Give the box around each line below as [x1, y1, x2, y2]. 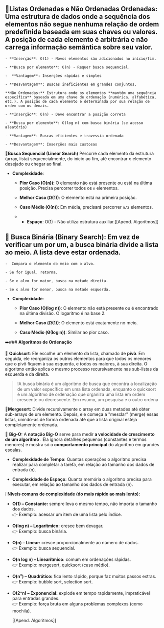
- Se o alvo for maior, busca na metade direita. [5, 278, 109, 283]
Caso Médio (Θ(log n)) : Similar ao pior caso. [19, 329, 109, 335]
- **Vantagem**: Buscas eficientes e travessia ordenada [5, 133, 124, 138]
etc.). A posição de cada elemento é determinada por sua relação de [5, 99, 150, 104]
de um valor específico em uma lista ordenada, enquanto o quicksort [17, 386, 156, 392]
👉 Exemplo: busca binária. [12, 528, 68, 534]
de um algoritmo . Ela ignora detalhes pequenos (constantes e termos [5, 436, 147, 442]
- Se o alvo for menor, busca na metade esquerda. [5, 287, 111, 292]
